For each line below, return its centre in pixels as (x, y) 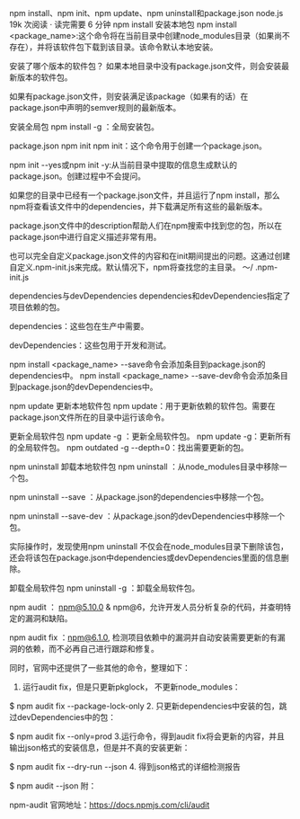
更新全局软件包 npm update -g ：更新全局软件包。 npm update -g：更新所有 (150, 436)
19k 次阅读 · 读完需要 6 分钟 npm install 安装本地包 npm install (124, 24)
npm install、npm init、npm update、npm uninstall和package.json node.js (146, 13)
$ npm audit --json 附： (53, 786)
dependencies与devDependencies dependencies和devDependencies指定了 (150, 296)
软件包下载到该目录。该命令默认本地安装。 (139, 47)
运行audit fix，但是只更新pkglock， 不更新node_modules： (131, 687)
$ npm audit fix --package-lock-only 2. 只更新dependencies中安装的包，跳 (148, 706)
